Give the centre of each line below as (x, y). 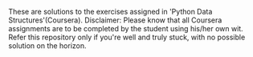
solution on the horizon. (47, 46)
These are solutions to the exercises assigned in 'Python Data (110, 12)
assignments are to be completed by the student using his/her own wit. (126, 28)
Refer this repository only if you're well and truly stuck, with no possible (127, 37)
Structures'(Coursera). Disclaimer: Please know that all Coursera (115, 20)
